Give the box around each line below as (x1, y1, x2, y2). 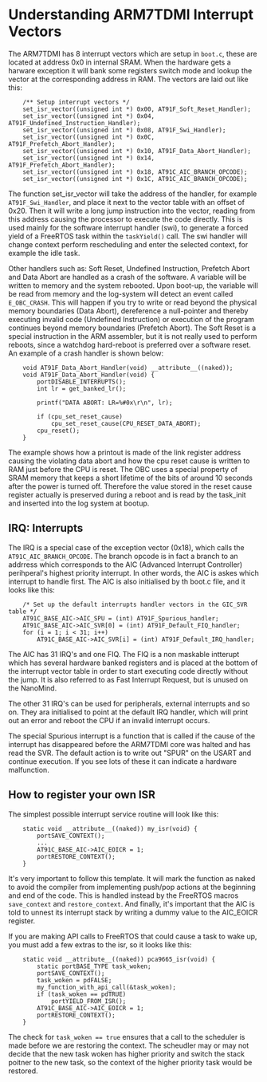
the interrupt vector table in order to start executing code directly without (8, 666, 249, 675)
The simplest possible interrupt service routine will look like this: (8, 809, 219, 819)
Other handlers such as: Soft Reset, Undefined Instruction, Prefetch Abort (8, 263, 250, 273)
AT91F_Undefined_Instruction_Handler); (8, 119, 141, 127)
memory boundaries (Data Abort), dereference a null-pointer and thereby (8, 305, 249, 316)
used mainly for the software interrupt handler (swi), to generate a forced (8, 222, 249, 232)
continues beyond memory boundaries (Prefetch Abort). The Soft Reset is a (8, 323, 257, 332)
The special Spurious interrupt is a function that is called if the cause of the (8, 731, 256, 741)
